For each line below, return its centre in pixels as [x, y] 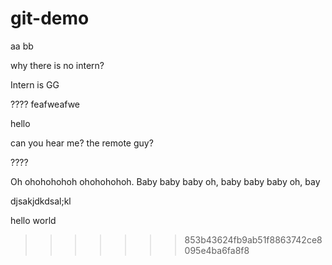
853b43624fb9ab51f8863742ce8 [253, 239]
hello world [33, 220]
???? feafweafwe [45, 104]
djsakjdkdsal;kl [41, 201]
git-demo [50, 18]
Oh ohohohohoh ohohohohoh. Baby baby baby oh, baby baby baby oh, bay [165, 181]
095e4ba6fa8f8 [217, 250]
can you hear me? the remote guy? [82, 143]
